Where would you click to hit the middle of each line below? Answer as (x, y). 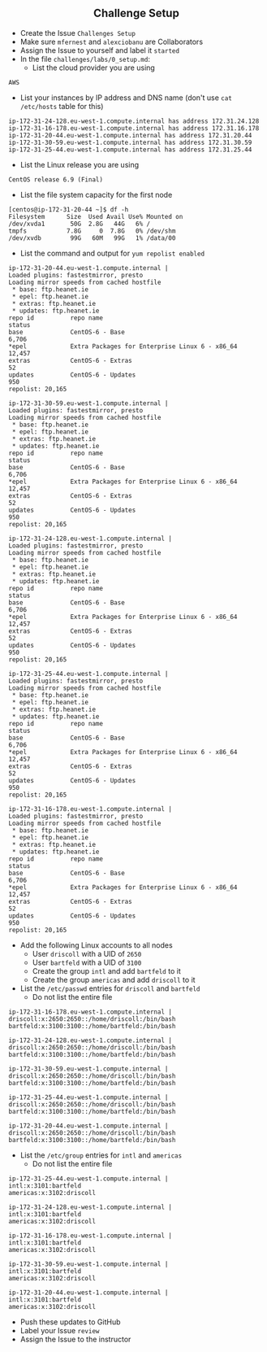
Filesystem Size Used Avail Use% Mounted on (96, 216)
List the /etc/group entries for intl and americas (101, 1155)
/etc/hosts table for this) (62, 106)
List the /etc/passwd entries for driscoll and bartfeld (110, 988)
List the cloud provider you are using (94, 68)
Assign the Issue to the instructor (75, 1339)
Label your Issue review (60, 1330)
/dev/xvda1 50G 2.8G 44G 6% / (80, 224)
